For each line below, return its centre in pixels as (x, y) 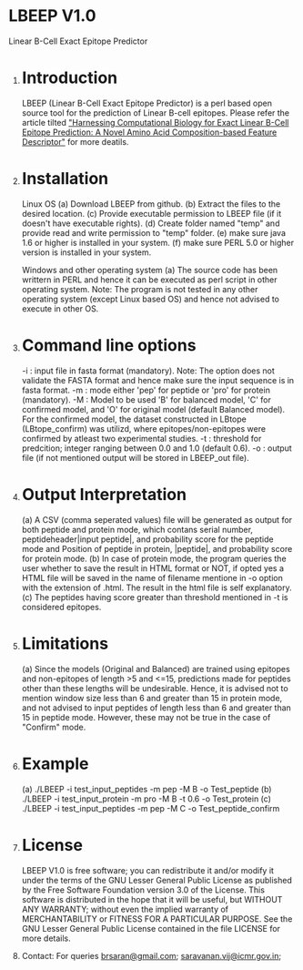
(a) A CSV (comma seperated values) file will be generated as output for (157, 519)
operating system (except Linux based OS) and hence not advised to (150, 299)
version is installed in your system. (86, 252)
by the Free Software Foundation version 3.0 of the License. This (143, 890)
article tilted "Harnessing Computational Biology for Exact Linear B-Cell (155, 122)
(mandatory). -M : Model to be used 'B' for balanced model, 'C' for (146, 399)
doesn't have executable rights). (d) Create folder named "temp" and (151, 223)
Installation (65, 179)
